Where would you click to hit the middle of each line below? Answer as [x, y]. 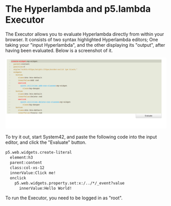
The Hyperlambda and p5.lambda [78, 9]
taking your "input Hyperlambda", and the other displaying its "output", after [85, 45]
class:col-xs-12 [27, 168]
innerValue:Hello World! [45, 189]
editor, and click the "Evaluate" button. [46, 142]
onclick [18, 178]
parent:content [26, 163]
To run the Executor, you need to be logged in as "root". [64, 198]
